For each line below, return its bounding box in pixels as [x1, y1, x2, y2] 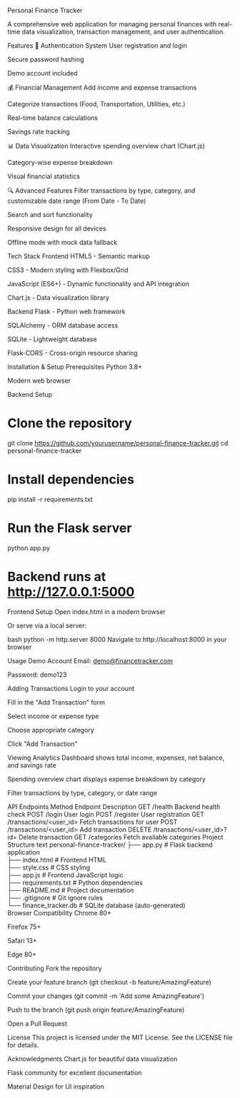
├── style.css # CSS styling [7, 863, 91, 872]
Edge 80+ [7, 950, 37, 959]
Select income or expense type [7, 712, 99, 720]
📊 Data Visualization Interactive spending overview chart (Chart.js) [7, 142, 206, 150]
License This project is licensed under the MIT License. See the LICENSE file [7, 1033, 233, 1042]
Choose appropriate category [7, 725, 94, 734]
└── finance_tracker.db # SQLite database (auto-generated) [7, 901, 186, 910]
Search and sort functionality [7, 211, 93, 218]
